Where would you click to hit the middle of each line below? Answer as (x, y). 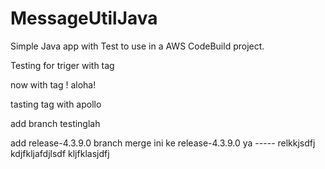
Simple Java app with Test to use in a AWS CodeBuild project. (137, 46)
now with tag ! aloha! (53, 84)
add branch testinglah (55, 123)
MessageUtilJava (84, 18)
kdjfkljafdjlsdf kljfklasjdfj (60, 153)
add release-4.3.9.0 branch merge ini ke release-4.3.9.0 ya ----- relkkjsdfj (163, 143)
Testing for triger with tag (62, 65)
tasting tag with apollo (56, 104)
